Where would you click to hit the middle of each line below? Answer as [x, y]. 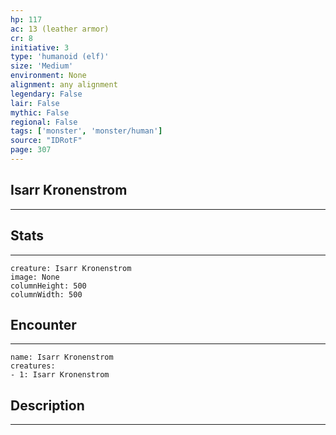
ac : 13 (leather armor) [60, 29]
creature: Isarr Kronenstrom [71, 268]
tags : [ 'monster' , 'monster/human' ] [86, 131]
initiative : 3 [40, 47]
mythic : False [40, 112]
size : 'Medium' [42, 66]
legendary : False [46, 94]
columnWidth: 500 [46, 294]
